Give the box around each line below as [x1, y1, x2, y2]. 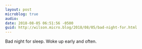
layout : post [5, 7, 32, 12]
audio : [5, 16, 19, 21]
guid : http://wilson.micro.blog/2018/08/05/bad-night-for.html [5, 25, 138, 30]
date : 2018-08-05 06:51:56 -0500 [5, 20, 74, 26]
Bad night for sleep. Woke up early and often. [5, 38, 97, 44]
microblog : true [5, 12, 38, 16]
